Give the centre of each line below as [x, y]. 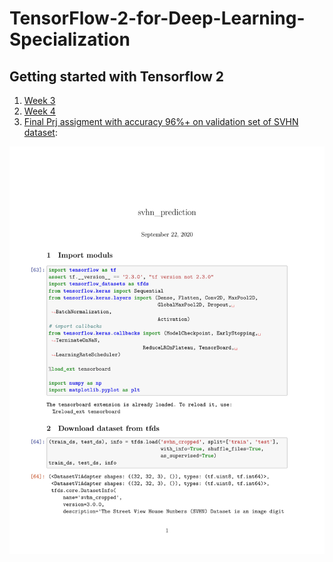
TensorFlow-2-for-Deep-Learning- [157, 18]
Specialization [70, 39]
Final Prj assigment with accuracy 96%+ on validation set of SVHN [161, 121]
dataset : [40, 132]
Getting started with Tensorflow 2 [116, 76]
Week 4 [39, 111]
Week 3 [39, 100]
